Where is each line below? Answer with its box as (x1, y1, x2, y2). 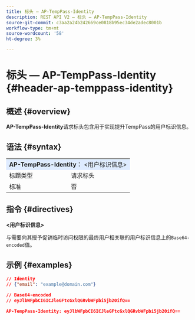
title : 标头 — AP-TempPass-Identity (6, 8, 94, 15)
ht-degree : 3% (6, 36, 41, 42)
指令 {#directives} (6, 204, 74, 214)
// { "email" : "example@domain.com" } (6, 282, 96, 288)
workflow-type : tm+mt (6, 25, 60, 31)
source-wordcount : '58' (6, 31, 65, 37)
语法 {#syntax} (6, 142, 62, 152)
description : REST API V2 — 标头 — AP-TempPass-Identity (6, 14, 147, 20)
